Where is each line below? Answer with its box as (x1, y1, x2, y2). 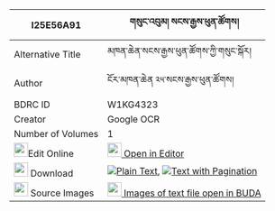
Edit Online (28, 148, 75, 160)
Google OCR (106, 113, 160, 125)
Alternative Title (14, 48, 81, 60)
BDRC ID (14, 98, 51, 111)
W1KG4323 (106, 98, 159, 111)
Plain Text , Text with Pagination (115, 164, 258, 177)
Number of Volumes (14, 128, 99, 140)
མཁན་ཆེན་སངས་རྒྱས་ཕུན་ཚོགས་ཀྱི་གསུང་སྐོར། (106, 45, 252, 57)
